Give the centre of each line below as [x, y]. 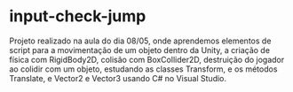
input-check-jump [78, 16]
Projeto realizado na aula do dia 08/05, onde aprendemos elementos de [140, 41]
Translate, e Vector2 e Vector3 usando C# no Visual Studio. [118, 78]
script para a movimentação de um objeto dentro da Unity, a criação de [140, 50]
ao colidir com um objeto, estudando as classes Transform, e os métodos [143, 69]
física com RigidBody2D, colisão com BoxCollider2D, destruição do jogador [147, 59]
